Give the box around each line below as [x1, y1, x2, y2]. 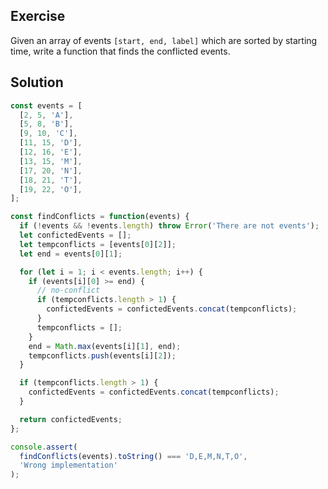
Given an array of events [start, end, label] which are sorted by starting [10, 34, 318, 46]
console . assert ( [10, 442, 78, 452]
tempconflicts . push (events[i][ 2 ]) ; [28, 350, 177, 361]
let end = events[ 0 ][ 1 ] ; [19, 249, 123, 259]
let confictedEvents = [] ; [19, 230, 132, 240]
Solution [10, 74, 64, 91]
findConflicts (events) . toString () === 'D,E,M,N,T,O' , [19, 451, 248, 461]
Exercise [10, 8, 66, 25]
